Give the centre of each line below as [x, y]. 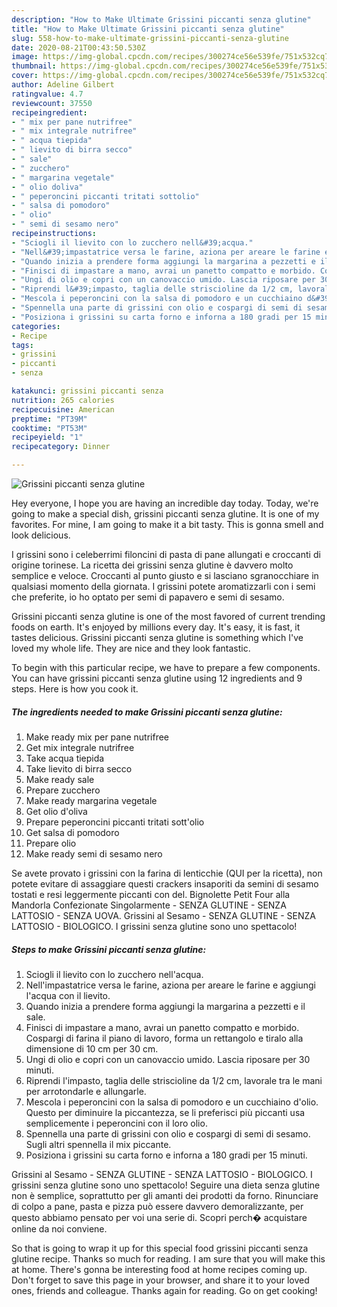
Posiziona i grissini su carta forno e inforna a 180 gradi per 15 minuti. [166, 1155]
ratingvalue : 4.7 [47, 94]
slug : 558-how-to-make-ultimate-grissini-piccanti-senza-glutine [150, 38]
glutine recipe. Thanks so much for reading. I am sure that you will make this [168, 1258]
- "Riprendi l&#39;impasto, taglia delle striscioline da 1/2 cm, [152, 289]
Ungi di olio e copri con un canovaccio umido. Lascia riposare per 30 [168, 1059]
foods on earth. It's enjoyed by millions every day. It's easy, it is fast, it [156, 627]
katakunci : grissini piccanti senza [87, 391]
